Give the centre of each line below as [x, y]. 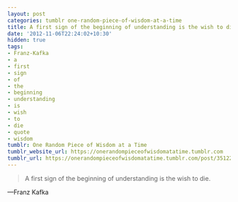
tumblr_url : [25, 159]
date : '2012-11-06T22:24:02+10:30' [60, 34]
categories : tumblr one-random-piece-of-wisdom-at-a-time [95, 20]
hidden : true [27, 40]
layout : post [27, 14]
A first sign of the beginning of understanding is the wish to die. [118, 178]
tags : [15, 47]
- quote [19, 132]
